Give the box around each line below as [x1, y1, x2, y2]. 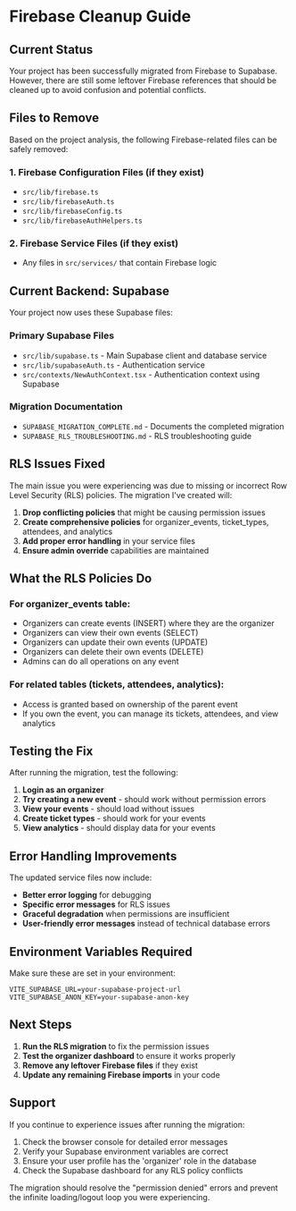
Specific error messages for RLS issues [21, 899, 171, 910]
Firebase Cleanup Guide [9, 6, 192, 27]
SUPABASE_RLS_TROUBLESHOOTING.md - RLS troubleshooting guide [21, 430, 252, 441]
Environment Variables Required [9, 944, 193, 959]
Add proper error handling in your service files [21, 535, 196, 546]
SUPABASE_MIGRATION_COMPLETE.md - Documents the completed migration [21, 420, 284, 431]
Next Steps [9, 1017, 72, 1032]
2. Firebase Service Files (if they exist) [9, 237, 179, 250]
